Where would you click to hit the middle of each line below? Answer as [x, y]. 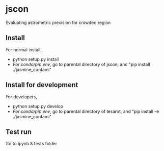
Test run [19, 132]
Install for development [42, 85]
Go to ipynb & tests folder [31, 144]
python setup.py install [36, 59]
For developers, [21, 97]
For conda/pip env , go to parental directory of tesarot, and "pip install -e [86, 111]
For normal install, [24, 49]
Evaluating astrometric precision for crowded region [58, 22]
